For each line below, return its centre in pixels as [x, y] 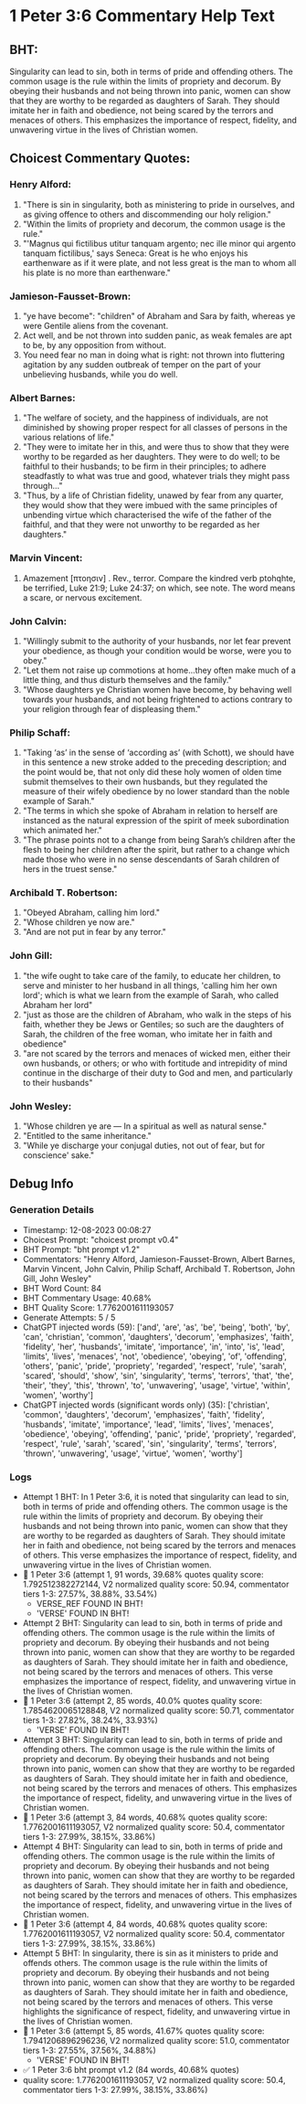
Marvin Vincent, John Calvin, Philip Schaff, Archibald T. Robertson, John [158, 1269]
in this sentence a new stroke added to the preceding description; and [155, 762]
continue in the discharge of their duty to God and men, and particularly [158, 1073]
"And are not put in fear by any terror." [95, 932]
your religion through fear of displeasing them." [111, 708]
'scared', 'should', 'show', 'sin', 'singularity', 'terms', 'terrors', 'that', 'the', [158, 1376]
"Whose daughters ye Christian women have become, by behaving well [157, 689]
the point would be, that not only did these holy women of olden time [152, 772]
